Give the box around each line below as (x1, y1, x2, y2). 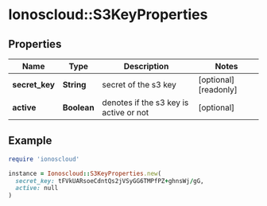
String (62, 80, 87, 90)
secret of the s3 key (102, 80, 177, 90)
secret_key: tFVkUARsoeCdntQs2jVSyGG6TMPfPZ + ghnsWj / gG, (15, 177, 204, 185)
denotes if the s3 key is (102, 97, 189, 108)
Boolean (62, 102, 95, 113)
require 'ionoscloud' (8, 155, 80, 163)
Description (123, 61, 169, 72)
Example (8, 134, 52, 148)
